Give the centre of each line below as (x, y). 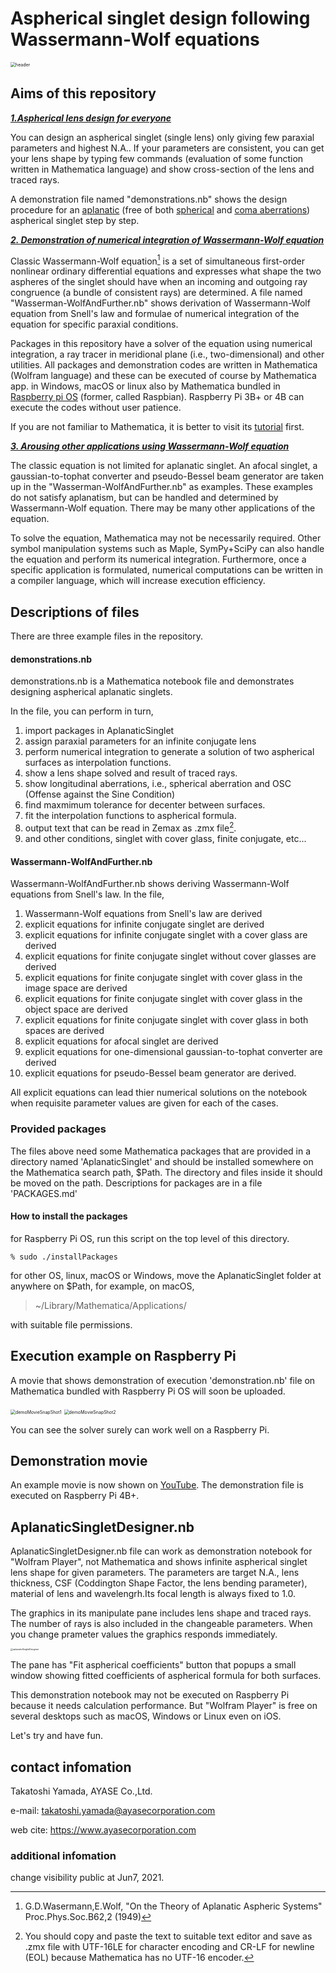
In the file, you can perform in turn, (82, 711)
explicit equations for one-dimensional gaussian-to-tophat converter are (173, 1052)
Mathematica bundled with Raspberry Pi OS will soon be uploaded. (148, 1391)
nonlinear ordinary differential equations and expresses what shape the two (166, 271)
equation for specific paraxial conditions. (94, 324)
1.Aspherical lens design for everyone (91, 118)
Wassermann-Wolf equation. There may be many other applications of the (163, 508)
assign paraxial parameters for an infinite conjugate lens (140, 741)
